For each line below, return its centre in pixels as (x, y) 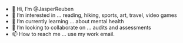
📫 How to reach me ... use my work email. (63, 34)
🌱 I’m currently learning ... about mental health (68, 21)
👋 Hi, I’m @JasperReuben (43, 9)
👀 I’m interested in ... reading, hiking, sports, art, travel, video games (94, 15)
